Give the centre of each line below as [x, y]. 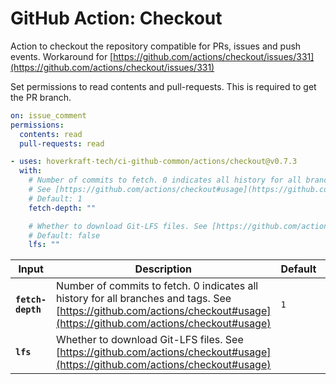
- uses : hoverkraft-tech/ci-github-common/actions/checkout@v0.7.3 [154, 162]
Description [163, 269]
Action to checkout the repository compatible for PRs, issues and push [156, 46]
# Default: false [64, 235]
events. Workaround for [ [62, 56]
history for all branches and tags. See [144, 299]
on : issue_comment [48, 115]
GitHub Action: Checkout [116, 18]
